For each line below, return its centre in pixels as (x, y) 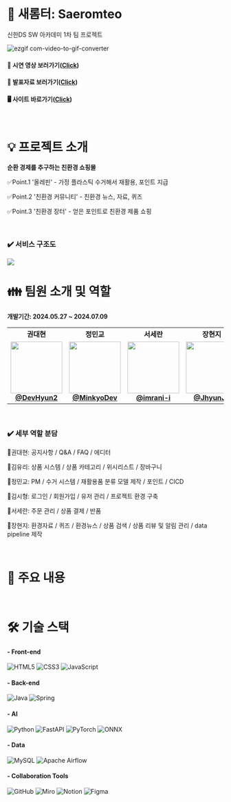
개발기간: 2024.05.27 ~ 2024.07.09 (57, 316)
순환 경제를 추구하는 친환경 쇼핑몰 (52, 168)
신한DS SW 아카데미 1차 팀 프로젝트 (55, 34)
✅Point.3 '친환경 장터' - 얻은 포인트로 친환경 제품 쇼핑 (79, 212)
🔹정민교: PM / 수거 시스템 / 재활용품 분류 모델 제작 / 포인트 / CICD (96, 481)
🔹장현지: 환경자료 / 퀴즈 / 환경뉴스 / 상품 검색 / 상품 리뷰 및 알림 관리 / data (107, 525)
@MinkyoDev (95, 397)
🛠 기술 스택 (38, 627)
